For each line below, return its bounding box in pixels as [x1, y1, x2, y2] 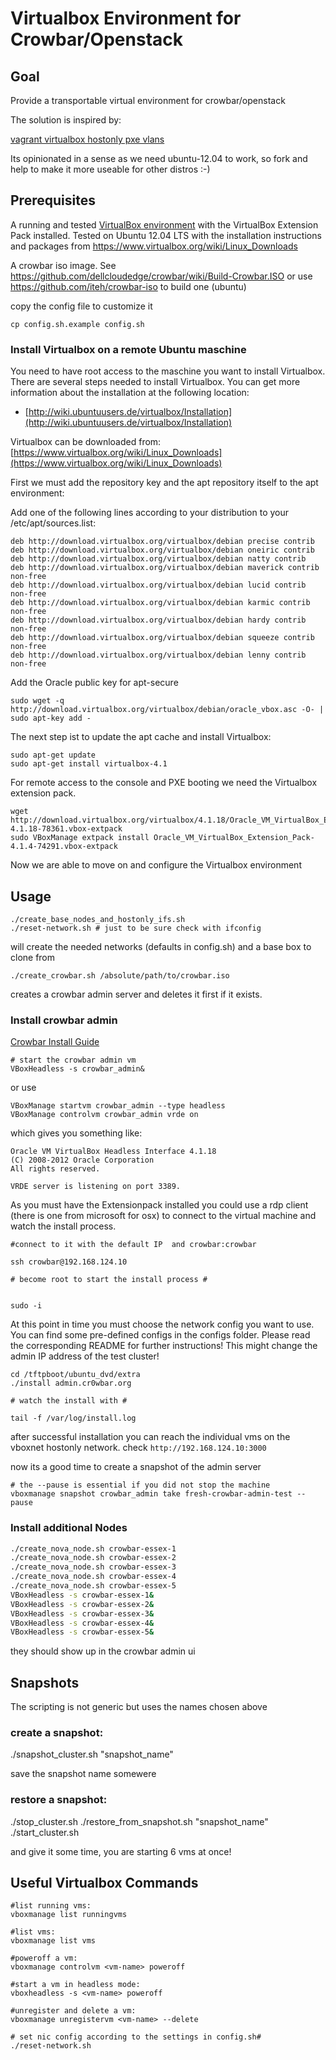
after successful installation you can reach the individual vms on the [10, 1431, 291, 1443]
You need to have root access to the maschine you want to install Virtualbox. [10, 365, 326, 377]
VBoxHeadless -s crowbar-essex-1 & [10, 1590, 155, 1600]
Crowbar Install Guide [10, 1036, 100, 1048]
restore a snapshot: [10, 1793, 108, 1807]
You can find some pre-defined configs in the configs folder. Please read [10, 1329, 311, 1341]
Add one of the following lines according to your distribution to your [10, 507, 290, 519]
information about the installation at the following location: [10, 387, 250, 399]
